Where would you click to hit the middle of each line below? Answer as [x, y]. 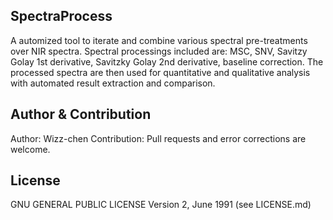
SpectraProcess [61, 16]
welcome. [30, 149]
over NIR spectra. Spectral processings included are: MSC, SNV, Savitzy [159, 51]
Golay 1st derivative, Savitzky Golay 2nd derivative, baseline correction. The [167, 61]
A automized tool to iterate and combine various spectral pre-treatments [159, 40]
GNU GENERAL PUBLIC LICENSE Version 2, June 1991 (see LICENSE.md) [161, 205]
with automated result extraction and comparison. [113, 83]
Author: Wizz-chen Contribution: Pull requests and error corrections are [158, 138]
